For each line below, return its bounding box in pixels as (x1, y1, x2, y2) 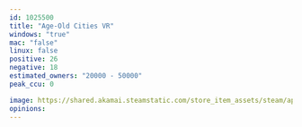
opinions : (9, 104, 47, 113)
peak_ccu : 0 (9, 80, 54, 89)
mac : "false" (9, 38, 58, 47)
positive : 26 (9, 55, 58, 63)
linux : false (9, 47, 58, 55)
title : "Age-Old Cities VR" (9, 21, 115, 30)
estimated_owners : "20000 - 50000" (9, 72, 143, 80)
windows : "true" (9, 30, 70, 38)
